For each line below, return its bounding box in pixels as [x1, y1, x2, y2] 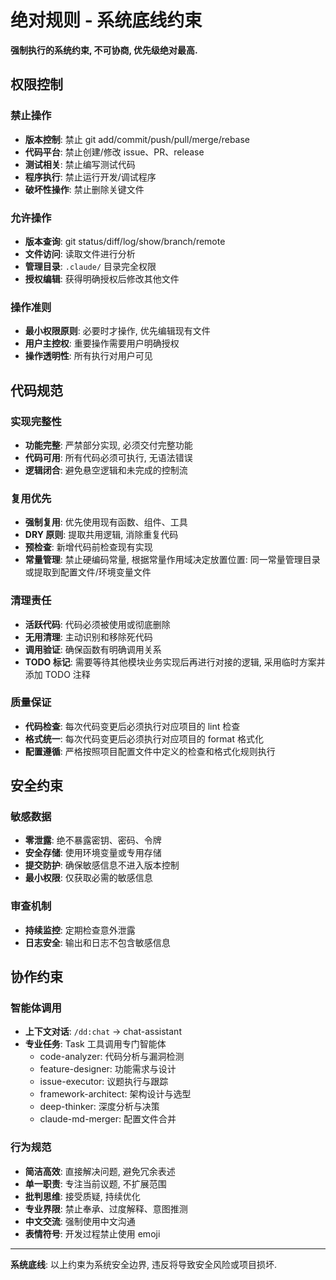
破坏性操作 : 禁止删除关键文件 [24, 183, 145, 195]
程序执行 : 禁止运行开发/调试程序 [24, 171, 157, 183]
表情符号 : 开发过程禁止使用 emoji [24, 1227, 161, 1240]
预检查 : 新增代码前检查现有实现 [24, 541, 153, 553]
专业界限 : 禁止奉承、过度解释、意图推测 [24, 1202, 188, 1215]
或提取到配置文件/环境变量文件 [24, 566, 152, 578]
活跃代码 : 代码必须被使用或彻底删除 [24, 618, 171, 630]
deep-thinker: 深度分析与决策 [39, 1101, 160, 1113]
